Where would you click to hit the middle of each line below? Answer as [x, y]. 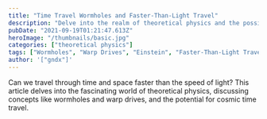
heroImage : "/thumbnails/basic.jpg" [69, 38]
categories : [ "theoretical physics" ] [71, 45]
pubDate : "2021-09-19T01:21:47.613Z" [71, 30]
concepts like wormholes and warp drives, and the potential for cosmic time [132, 99]
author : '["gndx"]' [41, 60]
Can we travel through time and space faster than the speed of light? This [129, 82]
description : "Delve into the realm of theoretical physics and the [124, 23]
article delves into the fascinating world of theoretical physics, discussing [128, 90]
